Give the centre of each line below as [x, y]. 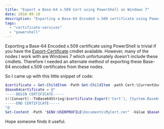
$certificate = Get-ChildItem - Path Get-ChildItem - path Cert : [71, 85]
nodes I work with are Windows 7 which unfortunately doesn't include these [82, 56]
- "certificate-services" [36, 28]
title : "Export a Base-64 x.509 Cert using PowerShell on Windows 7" [77, 9]
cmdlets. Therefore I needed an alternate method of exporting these [73, 62]
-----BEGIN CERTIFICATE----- [35, 94]
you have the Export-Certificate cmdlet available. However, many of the [77, 51]
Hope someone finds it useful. [35, 122]
